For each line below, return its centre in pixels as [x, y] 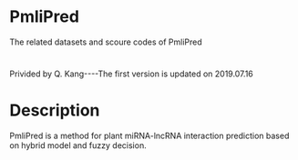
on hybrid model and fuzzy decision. [78, 145]
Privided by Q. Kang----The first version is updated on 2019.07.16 [131, 74]
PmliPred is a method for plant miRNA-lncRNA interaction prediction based [149, 136]
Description [55, 110]
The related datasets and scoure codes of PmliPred [106, 42]
